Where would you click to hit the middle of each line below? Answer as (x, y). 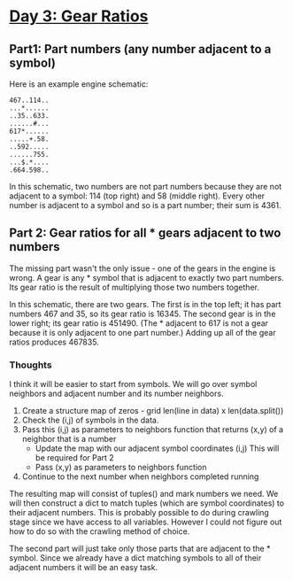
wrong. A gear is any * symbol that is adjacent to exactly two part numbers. (147, 277)
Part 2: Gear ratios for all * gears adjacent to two (145, 233)
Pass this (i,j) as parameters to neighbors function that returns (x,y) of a (153, 430)
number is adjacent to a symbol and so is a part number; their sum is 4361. (145, 205)
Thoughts (31, 365)
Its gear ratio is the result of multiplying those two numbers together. (134, 287)
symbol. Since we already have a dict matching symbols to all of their (135, 558)
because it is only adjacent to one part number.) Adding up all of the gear (143, 332)
